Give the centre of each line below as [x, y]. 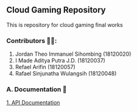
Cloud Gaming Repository [56, 10]
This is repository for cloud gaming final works [65, 24]
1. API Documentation [33, 103]
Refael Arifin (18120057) [45, 67]
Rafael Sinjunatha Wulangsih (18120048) [66, 73]
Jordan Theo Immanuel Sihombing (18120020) [73, 54]
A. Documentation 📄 [37, 89]
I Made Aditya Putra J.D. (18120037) [60, 61]
